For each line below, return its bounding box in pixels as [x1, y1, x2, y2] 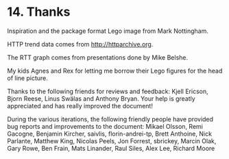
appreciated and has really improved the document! [7, 101, 153, 110]
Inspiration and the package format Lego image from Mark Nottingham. [7, 27, 209, 35]
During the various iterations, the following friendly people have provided [7, 114, 214, 123]
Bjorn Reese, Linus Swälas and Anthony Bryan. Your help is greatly [7, 94, 195, 103]
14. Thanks [7, 4, 71, 20]
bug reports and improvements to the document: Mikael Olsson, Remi [7, 122, 204, 130]
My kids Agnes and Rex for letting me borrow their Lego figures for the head [7, 66, 223, 75]
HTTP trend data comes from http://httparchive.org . [7, 40, 154, 48]
